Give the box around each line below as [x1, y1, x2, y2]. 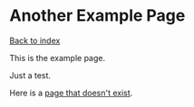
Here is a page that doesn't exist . [9, 87, 133, 98]
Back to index [9, 35, 61, 46]
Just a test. [9, 69, 52, 81]
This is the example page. [9, 52, 106, 63]
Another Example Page [9, 5, 186, 26]
